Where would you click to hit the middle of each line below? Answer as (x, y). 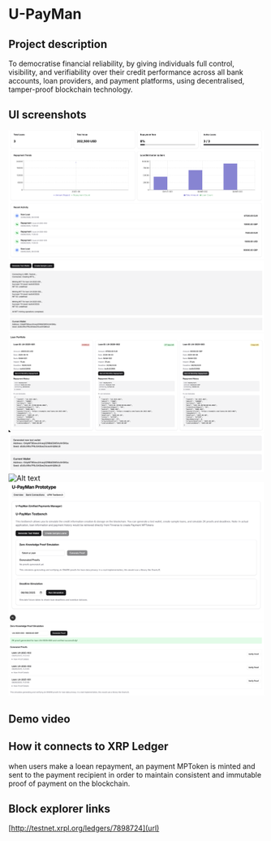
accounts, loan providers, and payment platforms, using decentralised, (127, 81)
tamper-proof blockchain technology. (71, 89)
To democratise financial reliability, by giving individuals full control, (122, 63)
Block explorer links (60, 809)
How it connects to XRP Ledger (88, 746)
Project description (58, 44)
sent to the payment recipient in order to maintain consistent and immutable (135, 774)
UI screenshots (47, 115)
